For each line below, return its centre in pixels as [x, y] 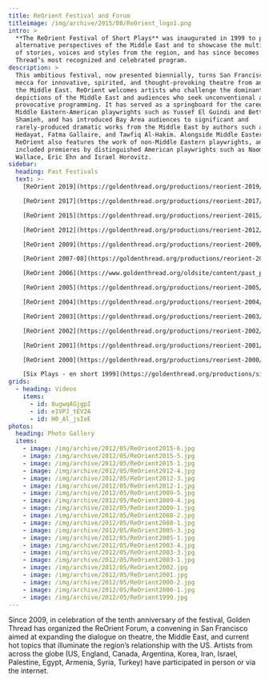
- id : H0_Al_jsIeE [60, 419]
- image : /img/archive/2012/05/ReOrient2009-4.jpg [109, 501]
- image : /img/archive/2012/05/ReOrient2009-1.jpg [109, 509]
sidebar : [23, 165]
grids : [19, 382]
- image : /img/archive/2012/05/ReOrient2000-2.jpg [109, 582]
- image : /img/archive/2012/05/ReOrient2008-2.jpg [109, 516]
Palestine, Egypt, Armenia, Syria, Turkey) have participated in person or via [132, 662]
